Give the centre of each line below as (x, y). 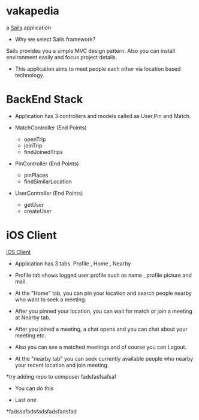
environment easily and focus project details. (62, 57)
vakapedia (33, 11)
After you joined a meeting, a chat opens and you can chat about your (101, 329)
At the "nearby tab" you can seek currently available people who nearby (104, 358)
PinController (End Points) (47, 164)
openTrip (35, 139)
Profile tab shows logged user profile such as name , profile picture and (103, 275)
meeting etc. (30, 335)
